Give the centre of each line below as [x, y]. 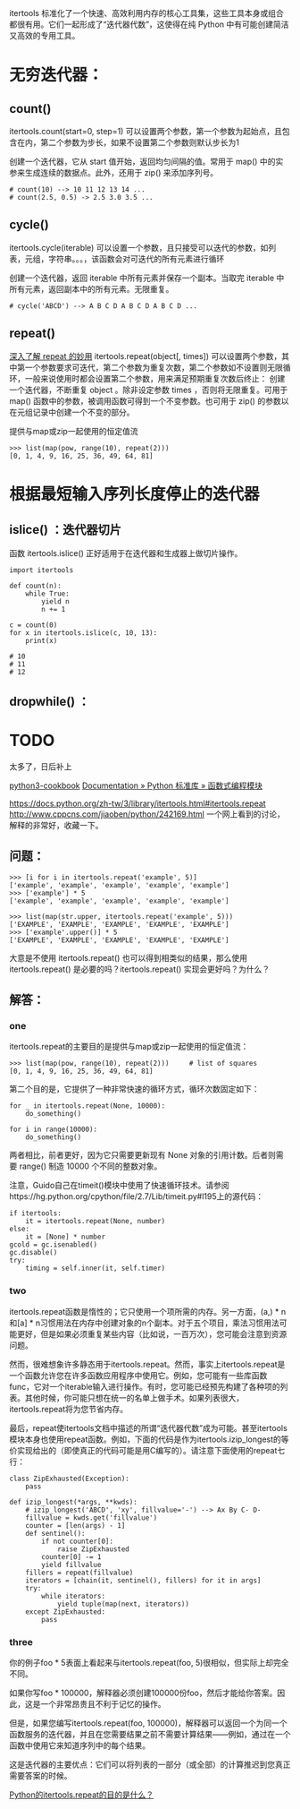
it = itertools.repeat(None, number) [96, 1222]
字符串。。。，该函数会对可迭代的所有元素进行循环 [136, 259]
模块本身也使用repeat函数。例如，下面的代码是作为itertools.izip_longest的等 [149, 1439]
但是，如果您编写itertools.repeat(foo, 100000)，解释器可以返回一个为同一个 [148, 1723]
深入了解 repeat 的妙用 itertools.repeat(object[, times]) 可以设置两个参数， [146, 356]
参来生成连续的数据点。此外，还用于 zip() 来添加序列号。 [114, 172]
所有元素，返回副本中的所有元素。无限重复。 [92, 288]
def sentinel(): [56, 1533]
